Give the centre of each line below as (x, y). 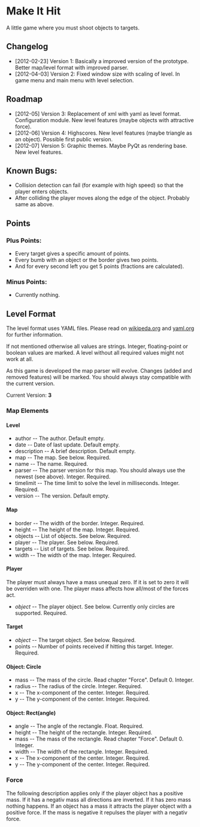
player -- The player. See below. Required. (67, 542)
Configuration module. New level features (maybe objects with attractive (104, 120)
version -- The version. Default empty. (62, 496)
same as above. (34, 204)
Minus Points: (27, 282)
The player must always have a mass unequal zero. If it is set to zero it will (98, 582)
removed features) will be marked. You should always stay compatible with (99, 377)
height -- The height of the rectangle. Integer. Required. (84, 733)
